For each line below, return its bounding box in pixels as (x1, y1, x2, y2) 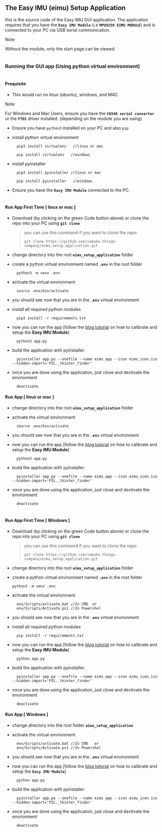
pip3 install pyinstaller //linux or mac (16, 170, 102, 175)
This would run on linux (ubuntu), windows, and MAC (12, 92, 118, 98)
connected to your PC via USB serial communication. (5, 27, 111, 33)
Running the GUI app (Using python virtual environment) (5, 63, 140, 69)
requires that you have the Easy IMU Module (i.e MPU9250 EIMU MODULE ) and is (5, 22, 156, 28)
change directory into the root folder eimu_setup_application (12, 722, 133, 728)
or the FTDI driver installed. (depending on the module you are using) (5, 115, 142, 121)
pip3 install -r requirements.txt (16, 315, 86, 321)
